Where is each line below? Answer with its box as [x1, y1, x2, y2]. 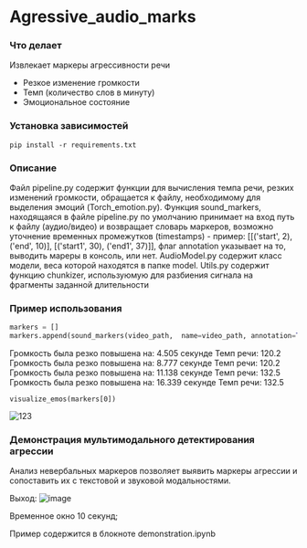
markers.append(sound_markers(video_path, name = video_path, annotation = [9, 332, 297, 341]
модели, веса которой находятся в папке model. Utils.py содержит [9, 260, 270, 271]
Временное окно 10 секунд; [9, 511, 119, 522]
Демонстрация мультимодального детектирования [9, 434, 256, 447]
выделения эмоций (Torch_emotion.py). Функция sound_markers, [9, 202, 262, 213]
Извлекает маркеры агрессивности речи [9, 59, 171, 70]
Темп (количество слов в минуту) [22, 87, 155, 98]
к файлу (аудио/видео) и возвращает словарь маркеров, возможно [9, 221, 274, 232]
